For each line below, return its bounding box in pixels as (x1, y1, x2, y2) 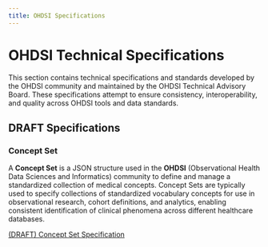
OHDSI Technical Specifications (8, 46, 225, 64)
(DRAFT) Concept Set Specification (8, 229, 126, 240)
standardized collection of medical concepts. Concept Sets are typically (8, 181, 246, 190)
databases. (8, 214, 46, 224)
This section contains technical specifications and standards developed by (8, 73, 254, 82)
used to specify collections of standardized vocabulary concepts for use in (8, 189, 255, 198)
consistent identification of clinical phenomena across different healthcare (8, 205, 254, 216)
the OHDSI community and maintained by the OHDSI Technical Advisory (8, 81, 246, 90)
